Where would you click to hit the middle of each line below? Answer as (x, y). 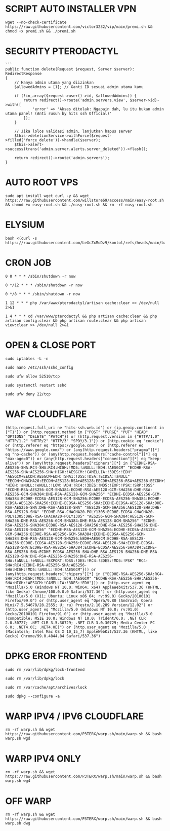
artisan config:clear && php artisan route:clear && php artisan (75, 320)
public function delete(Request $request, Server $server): (70, 69)
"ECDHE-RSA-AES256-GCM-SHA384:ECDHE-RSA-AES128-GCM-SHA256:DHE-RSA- (79, 489)
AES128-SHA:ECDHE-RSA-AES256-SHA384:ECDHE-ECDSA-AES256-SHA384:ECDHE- (81, 547)
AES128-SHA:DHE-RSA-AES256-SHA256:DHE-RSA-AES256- (60, 556)
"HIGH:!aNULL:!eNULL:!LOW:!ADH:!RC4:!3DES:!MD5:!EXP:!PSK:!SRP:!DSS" (80, 485)
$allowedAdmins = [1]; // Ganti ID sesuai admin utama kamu (79, 87)
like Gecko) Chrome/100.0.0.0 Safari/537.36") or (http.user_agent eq (81, 592)
